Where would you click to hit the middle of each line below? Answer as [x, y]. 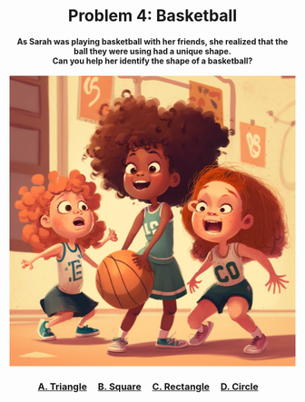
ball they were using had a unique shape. [152, 51]
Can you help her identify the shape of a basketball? [152, 61]
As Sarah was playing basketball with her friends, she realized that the [152, 41]
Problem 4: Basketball [152, 16]
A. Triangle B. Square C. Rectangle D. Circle [148, 387]
